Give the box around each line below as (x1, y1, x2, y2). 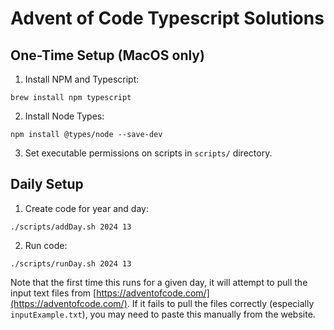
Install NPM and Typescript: (24, 73, 140, 85)
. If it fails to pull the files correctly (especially (126, 297, 315, 309)
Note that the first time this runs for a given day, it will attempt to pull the (10, 276, 308, 288)
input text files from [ (10, 287, 97, 299)
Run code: (24, 239, 68, 251)
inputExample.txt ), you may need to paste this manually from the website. (10, 308, 316, 320)
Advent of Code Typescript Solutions (10, 7, 325, 30)
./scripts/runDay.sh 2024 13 (10, 258, 132, 269)
